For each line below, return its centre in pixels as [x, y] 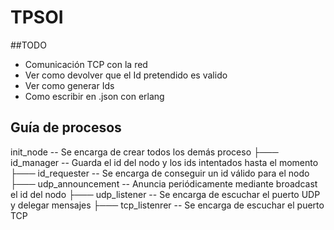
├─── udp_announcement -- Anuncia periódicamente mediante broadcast [164, 183]
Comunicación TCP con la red [86, 64]
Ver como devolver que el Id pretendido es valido [126, 75]
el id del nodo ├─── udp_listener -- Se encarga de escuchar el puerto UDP [165, 194]
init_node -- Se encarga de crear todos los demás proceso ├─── [144, 152]
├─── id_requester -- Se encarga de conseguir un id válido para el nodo [160, 173]
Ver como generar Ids [69, 85]
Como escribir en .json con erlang [94, 96]
